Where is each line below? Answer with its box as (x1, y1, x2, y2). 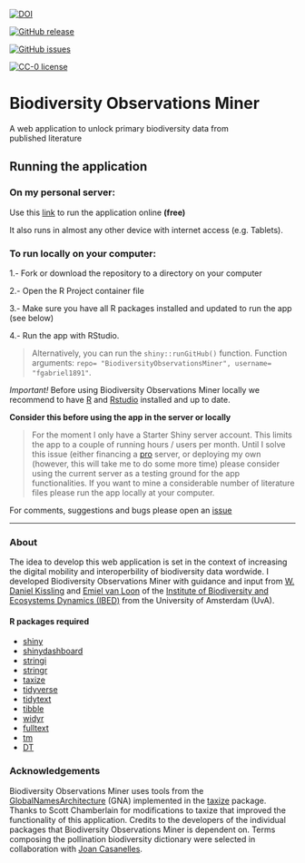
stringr (22, 665, 48, 676)
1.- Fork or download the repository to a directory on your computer (9, 268, 263, 279)
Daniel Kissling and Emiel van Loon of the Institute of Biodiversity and (9, 585, 270, 596)
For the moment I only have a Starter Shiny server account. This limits (31, 429, 292, 440)
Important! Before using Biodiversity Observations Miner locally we (9, 384, 261, 395)
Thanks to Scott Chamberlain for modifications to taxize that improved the (9, 804, 286, 816)
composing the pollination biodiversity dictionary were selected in (9, 833, 256, 844)
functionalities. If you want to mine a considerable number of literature (31, 477, 295, 488)
